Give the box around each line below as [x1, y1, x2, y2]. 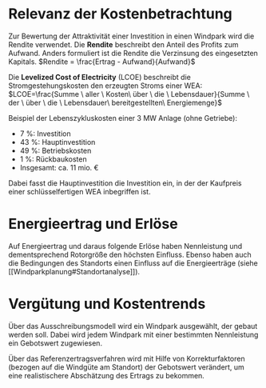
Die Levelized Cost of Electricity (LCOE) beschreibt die [8, 72, 192, 82]
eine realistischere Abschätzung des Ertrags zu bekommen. [8, 370, 205, 380]
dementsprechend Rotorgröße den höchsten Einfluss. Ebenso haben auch [8, 250, 252, 259]
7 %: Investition [19, 129, 71, 138]
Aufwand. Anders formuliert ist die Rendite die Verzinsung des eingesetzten [8, 48, 258, 58]
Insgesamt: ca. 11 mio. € [19, 162, 99, 172]
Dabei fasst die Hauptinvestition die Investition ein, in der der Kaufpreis [8, 178, 242, 188]
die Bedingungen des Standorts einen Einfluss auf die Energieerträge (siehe [8, 258, 258, 268]
